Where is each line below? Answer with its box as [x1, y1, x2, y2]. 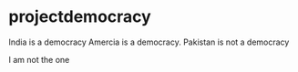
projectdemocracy [8, 6, 151, 27]
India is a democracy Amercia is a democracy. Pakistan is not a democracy [8, 36, 290, 47]
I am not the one [8, 54, 70, 65]
